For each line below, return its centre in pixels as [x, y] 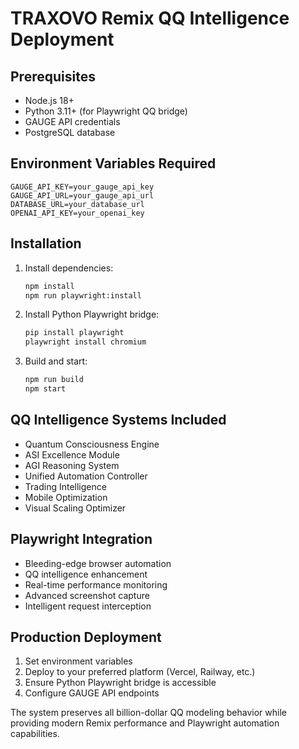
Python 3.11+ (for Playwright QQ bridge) [106, 111]
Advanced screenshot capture [87, 595]
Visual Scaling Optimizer [75, 508]
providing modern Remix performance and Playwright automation [145, 723]
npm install [49, 286]
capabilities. [35, 734]
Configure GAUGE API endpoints [92, 693]
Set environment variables [78, 661]
